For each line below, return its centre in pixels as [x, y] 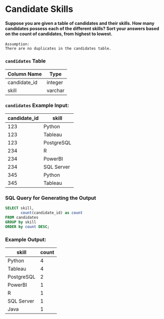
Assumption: [17, 44]
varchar [56, 90]
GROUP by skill [21, 222]
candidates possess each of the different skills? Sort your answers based [82, 28]
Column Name [25, 74]
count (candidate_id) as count [52, 213]
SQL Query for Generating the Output [51, 198]
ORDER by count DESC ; [27, 227]
